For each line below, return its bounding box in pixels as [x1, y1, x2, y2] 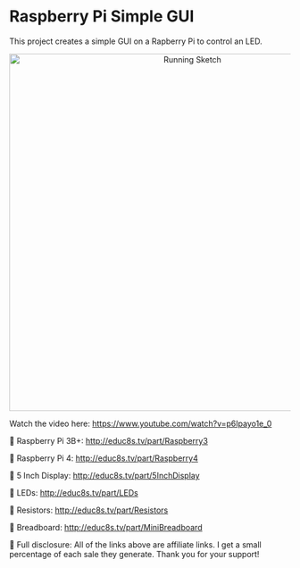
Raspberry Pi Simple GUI [9, 6, 195, 27]
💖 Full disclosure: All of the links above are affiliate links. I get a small [9, 539, 262, 550]
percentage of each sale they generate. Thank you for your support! [9, 548, 260, 559]
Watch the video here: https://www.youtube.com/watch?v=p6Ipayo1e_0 [9, 418, 272, 429]
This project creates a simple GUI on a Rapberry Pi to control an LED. [9, 36, 262, 46]
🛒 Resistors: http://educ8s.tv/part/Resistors [9, 505, 169, 515]
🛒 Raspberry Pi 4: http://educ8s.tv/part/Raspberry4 [9, 453, 198, 464]
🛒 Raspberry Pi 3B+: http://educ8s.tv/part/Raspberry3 [9, 435, 208, 446]
